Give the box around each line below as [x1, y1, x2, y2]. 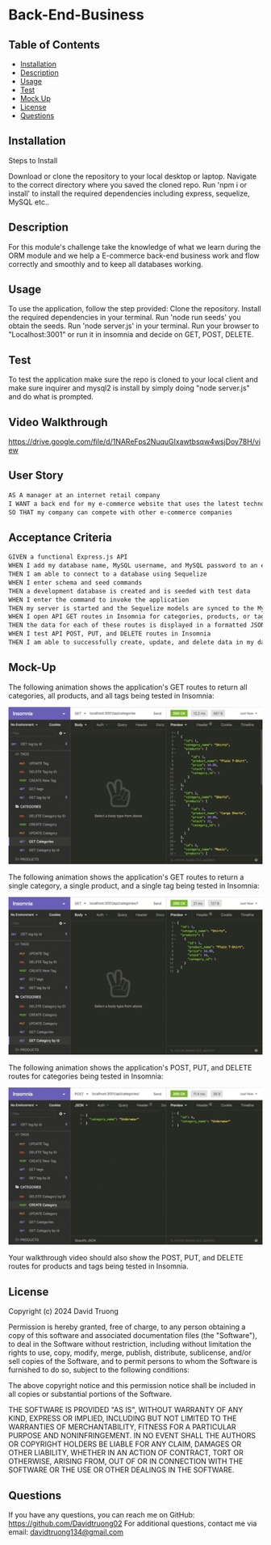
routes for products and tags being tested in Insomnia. [8, 1261, 189, 1271]
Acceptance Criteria [8, 530, 112, 544]
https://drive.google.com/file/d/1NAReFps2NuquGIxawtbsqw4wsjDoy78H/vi [8, 437, 261, 446]
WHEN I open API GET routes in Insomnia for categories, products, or [8, 613, 251, 621]
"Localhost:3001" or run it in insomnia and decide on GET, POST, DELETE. [8, 330, 254, 340]
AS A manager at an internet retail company [8, 491, 161, 499]
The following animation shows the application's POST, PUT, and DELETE [8, 1062, 252, 1072]
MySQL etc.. [8, 196, 50, 207]
